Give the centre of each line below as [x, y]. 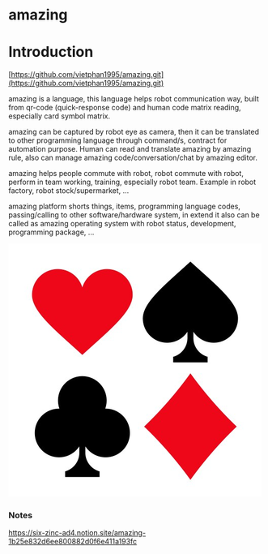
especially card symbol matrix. [60, 116]
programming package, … [51, 232]
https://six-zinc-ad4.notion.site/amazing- [77, 533]
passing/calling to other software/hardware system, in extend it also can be [134, 215]
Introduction [51, 52]
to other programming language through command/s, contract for [118, 140]
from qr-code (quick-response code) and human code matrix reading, [125, 108]
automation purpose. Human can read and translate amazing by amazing [130, 149]
